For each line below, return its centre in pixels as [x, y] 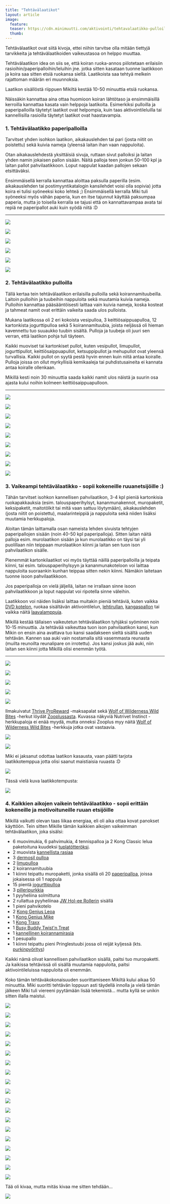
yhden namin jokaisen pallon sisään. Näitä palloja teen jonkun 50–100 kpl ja [83, 160]
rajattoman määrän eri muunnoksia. [42, 79]
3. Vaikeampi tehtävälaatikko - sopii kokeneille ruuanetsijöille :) [84, 486]
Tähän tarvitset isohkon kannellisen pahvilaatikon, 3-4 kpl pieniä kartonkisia [84, 497]
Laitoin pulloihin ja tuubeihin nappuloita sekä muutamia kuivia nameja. [78, 299]
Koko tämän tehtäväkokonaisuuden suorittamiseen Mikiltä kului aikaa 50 [80, 980]
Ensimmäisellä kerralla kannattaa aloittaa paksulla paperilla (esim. [73, 181]
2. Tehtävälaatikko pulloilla [39, 283]
